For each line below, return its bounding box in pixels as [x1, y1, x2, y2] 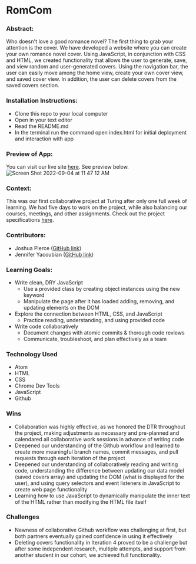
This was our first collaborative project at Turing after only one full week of [6, 198, 187, 205]
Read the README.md [14, 122, 69, 130]
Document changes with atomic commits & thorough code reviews [23, 329, 185, 336]
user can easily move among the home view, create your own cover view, [6, 69, 184, 77]
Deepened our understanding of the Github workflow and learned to [14, 442, 180, 449]
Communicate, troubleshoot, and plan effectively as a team [23, 335, 167, 342]
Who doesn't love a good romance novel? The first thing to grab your [6, 38, 174, 45]
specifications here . [6, 217, 54, 224]
